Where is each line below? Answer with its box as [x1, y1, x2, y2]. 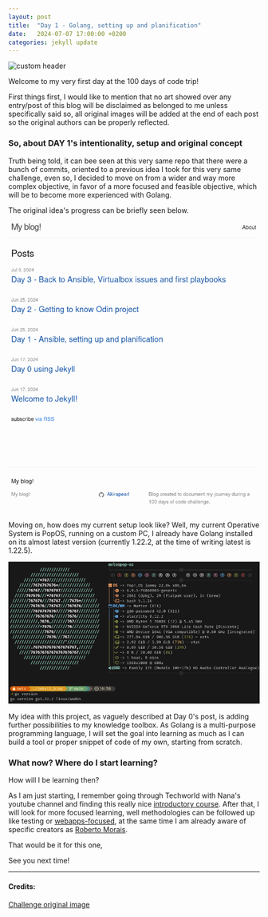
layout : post [8, 13, 52, 21]
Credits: [8, 881, 36, 891]
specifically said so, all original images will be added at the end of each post [8, 109, 259, 119]
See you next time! [8, 856, 70, 866]
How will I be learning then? [8, 775, 100, 785]
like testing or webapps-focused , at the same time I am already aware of [8, 816, 246, 826]
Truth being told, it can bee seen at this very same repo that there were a [8, 156, 248, 166]
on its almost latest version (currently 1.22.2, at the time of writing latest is [8, 537, 251, 547]
